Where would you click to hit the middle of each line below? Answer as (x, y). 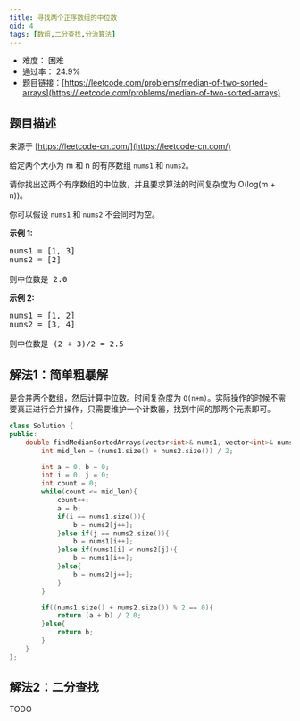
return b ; (75, 633)
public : (24, 434)
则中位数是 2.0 (38, 279)
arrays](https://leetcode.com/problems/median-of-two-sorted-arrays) (151, 93)
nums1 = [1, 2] (42, 316)
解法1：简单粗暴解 (59, 374)
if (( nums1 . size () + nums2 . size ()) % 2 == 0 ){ (128, 608)
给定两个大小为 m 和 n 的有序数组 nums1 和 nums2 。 (101, 165)
